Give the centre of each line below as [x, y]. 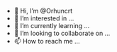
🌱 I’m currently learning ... [52, 26]
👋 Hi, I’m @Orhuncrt [43, 11]
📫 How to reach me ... [47, 41]
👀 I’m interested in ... [44, 18]
